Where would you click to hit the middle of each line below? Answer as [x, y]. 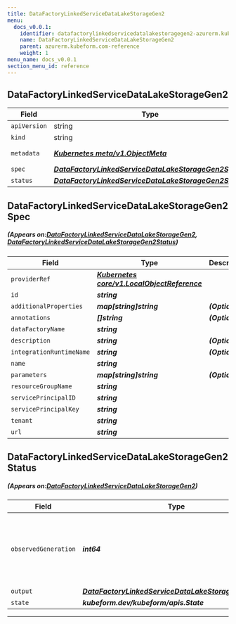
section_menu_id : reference [48, 66]
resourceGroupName [41, 386]
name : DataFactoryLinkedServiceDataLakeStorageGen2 [97, 40]
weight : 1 [34, 53]
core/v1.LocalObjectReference [150, 284]
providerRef [31, 279]
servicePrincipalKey [45, 409]
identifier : [37, 33]
